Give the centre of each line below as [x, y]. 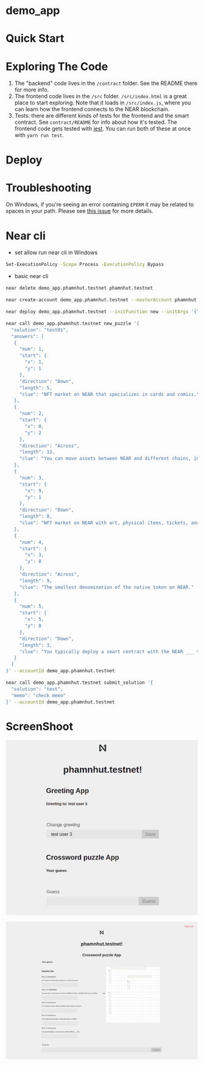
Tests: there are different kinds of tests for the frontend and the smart [102, 116]
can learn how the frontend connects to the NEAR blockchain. [92, 109]
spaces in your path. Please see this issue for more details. [79, 211]
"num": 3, [32, 478]
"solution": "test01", [40, 330]
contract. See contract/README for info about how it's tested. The [96, 122]
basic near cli [31, 276]
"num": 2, [32, 414]
